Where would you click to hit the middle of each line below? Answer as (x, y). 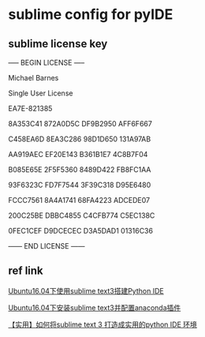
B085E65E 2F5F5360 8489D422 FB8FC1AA (80, 170)
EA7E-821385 (30, 109)
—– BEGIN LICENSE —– (47, 62)
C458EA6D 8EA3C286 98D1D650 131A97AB (80, 139)
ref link (26, 271)
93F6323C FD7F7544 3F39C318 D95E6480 (80, 185)
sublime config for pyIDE (91, 15)
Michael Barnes (34, 78)
